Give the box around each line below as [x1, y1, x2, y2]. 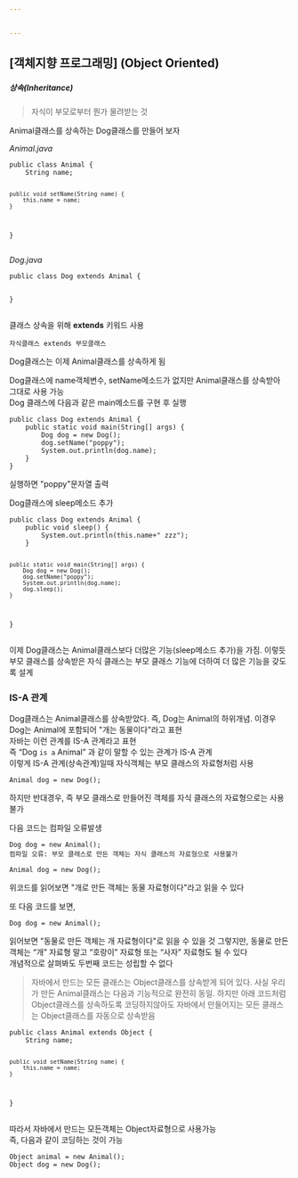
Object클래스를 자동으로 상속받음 [40, 1009, 156, 1021]
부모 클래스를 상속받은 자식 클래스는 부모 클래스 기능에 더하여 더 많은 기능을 [9, 655, 270, 666]
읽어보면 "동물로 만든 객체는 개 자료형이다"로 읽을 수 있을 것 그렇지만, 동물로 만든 [9, 935, 289, 946]
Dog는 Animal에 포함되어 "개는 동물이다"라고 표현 [9, 724, 182, 735]
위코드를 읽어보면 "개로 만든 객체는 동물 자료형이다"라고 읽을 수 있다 [9, 882, 245, 893]
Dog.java [9, 254, 43, 265]
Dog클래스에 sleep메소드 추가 [9, 497, 114, 508]
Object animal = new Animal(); [9, 1152, 125, 1161]
